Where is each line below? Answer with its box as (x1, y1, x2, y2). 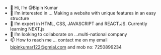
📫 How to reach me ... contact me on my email (10, 37, 108, 42)
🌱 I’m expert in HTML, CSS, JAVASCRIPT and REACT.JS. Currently (10, 20, 147, 26)
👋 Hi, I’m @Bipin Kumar (10, 5, 58, 10)
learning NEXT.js (10, 26, 45, 32)
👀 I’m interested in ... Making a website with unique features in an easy (10, 10, 156, 16)
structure (10, 15, 29, 21)
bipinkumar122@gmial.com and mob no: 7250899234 (10, 44, 122, 50)
